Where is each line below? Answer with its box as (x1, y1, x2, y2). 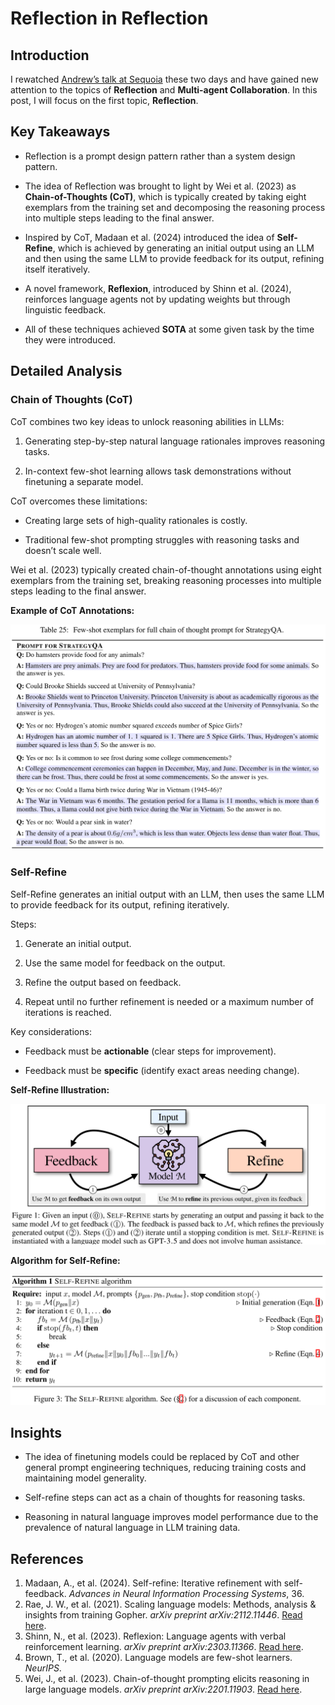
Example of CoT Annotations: (10, 604, 135, 616)
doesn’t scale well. (24, 544, 102, 556)
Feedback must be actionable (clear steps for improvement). (24, 1045, 277, 1057)
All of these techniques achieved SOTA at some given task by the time (24, 323, 315, 335)
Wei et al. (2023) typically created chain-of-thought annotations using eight (10, 563, 322, 576)
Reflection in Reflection (10, 7, 209, 30)
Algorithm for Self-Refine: (10, 1254, 121, 1266)
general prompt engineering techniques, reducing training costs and (24, 1462, 307, 1474)
